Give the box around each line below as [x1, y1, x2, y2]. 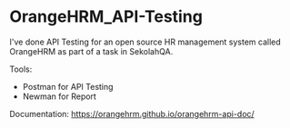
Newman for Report [22, 91, 97, 102]
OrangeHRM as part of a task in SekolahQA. [9, 45, 174, 56]
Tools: [9, 64, 33, 74]
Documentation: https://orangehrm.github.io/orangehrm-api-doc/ [9, 108, 255, 119]
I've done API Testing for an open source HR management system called [9, 36, 282, 47]
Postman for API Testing [22, 81, 114, 92]
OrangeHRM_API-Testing [9, 6, 203, 27]
